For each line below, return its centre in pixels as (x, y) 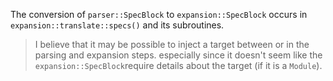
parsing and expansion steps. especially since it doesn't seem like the (178, 55)
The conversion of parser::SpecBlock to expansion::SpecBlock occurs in (159, 14)
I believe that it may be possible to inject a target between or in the (172, 44)
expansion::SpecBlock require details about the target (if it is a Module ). (178, 65)
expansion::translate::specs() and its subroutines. (117, 25)
